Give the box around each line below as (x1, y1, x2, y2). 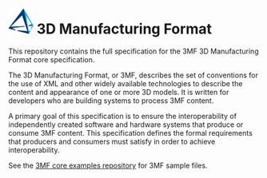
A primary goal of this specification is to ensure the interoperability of (8, 111, 237, 121)
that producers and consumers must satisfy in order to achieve (8, 136, 216, 146)
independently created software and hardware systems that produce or (8, 120, 244, 129)
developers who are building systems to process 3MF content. (8, 96, 214, 105)
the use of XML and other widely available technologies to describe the (8, 78, 243, 88)
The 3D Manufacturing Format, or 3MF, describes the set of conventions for (8, 70, 258, 80)
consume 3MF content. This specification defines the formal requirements (8, 128, 253, 137)
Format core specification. (8, 54, 95, 64)
